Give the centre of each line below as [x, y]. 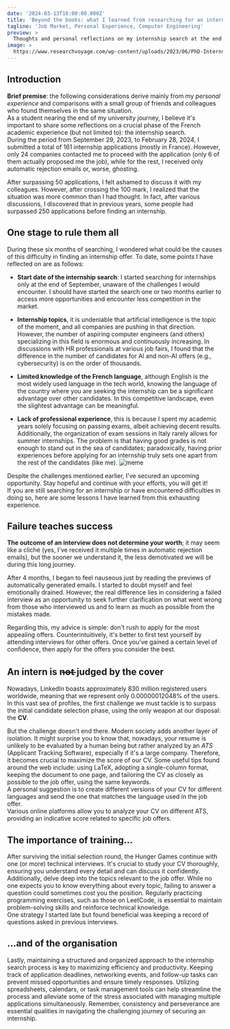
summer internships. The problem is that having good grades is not [112, 441]
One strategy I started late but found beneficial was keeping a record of [108, 915]
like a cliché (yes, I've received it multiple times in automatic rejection [105, 550]
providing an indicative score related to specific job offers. [89, 819]
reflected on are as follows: [46, 264]
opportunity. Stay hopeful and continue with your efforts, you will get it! [107, 483]
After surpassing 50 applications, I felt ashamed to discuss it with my [104, 182]
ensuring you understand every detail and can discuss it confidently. [104, 871]
